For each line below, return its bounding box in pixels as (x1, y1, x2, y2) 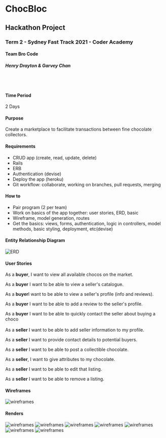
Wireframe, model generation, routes (12, 215, 90, 221)
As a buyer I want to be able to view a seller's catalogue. (5, 282, 124, 288)
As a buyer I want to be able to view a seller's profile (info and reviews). (5, 291, 154, 297)
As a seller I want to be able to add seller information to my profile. (5, 327, 144, 333)
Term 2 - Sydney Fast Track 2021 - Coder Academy (5, 38, 133, 46)
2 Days (5, 103, 20, 109)
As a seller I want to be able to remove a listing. (5, 376, 105, 382)
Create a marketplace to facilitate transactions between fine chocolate (5, 126, 152, 132)
